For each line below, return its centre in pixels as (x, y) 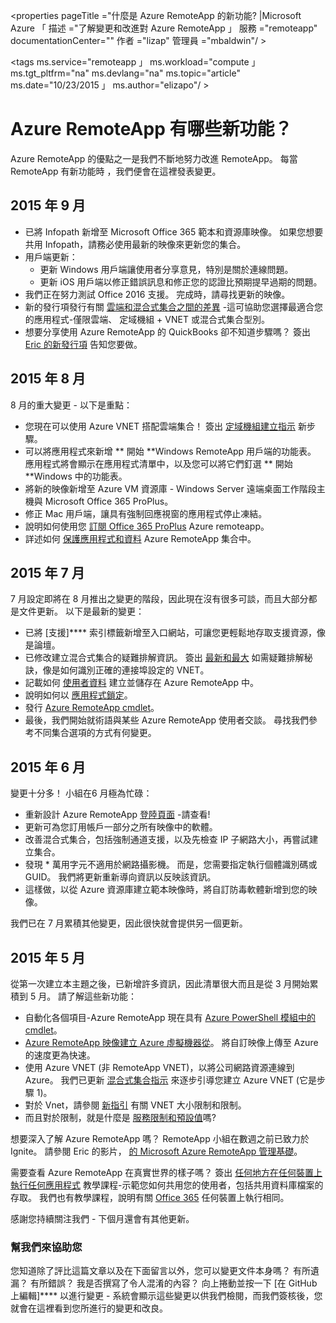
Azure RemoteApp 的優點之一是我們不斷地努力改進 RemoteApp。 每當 (154, 158)
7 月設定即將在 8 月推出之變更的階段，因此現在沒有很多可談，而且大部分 (159, 599)
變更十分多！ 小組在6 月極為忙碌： (81, 793)
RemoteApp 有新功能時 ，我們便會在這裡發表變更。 (116, 171)
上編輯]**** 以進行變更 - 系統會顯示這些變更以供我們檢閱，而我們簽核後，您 (166, 1296)
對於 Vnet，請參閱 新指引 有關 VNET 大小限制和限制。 (135, 1105)
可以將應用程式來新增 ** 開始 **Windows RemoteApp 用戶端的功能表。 (170, 451)
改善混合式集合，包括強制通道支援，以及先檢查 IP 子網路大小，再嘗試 (167, 840)
